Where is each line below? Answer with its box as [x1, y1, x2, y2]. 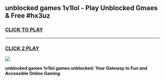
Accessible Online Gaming [5, 70, 60, 76]
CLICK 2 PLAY [5, 45, 39, 52]
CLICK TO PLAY [5, 27, 43, 33]
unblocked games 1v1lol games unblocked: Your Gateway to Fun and [5, 65, 147, 71]
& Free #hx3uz [5, 12, 51, 20]
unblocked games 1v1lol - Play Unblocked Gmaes [5, 4, 158, 12]
